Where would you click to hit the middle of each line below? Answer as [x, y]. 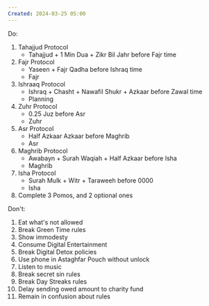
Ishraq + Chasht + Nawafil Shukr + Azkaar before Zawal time [115, 91]
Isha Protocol [37, 173]
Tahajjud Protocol [43, 47]
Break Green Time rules [52, 229]
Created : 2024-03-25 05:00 [47, 14]
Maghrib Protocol [43, 151]
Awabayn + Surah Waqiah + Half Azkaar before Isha [103, 158]
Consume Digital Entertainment [62, 244]
